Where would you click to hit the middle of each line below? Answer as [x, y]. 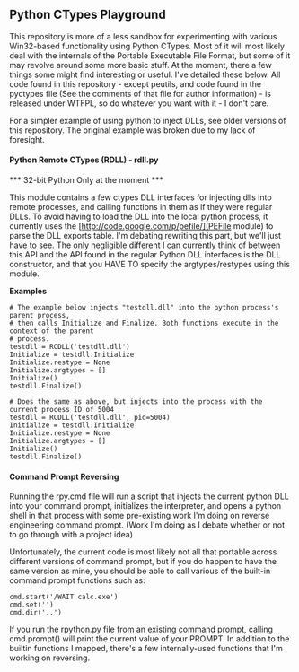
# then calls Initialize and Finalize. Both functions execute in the [144, 323]
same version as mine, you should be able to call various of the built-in [140, 571]
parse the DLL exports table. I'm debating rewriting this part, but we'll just [145, 236]
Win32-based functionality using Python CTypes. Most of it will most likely [147, 46]
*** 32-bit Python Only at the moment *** [87, 180]
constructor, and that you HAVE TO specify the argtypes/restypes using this [149, 265]
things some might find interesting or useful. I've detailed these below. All [145, 74]
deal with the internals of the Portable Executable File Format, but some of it [150, 55]
